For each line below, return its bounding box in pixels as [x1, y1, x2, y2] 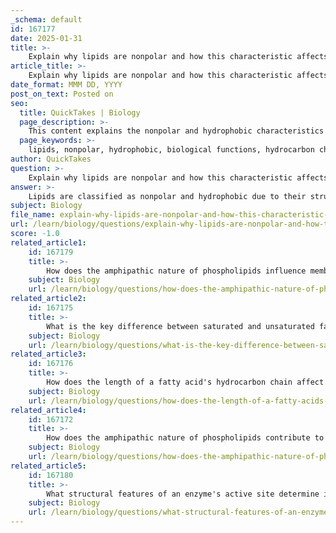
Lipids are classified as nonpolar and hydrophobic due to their [28, 191, 307, 201]
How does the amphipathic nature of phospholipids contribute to [46, 433, 325, 443]
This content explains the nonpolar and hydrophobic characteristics [28, 126, 325, 136]
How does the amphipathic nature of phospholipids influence [46, 266, 307, 276]
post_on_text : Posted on [10, 89, 114, 99]
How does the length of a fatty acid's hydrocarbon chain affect [46, 377, 325, 387]
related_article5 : [10, 461, 87, 471]
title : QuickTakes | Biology [19, 107, 141, 118]
